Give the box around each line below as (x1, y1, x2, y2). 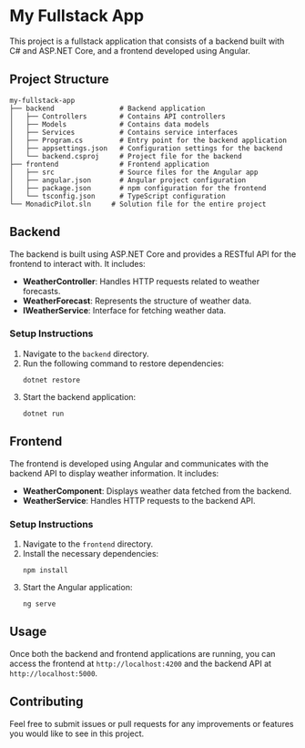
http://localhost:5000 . (9, 667, 98, 679)
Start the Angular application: (22, 581, 133, 592)
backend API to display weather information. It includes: (9, 467, 219, 478)
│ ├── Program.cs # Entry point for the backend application (9, 136, 287, 145)
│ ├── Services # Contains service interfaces (9, 128, 239, 137)
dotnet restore (22, 375, 81, 384)
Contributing (9, 694, 84, 710)
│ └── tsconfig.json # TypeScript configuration (9, 191, 226, 200)
